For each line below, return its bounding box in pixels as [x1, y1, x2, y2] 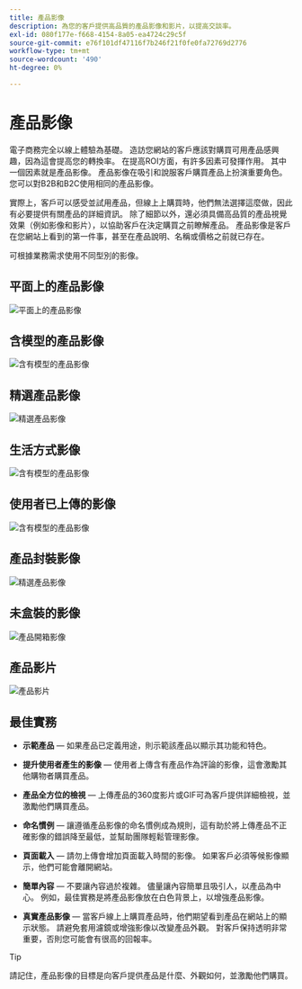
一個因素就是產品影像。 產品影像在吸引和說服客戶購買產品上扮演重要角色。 [9, 166, 288, 177]
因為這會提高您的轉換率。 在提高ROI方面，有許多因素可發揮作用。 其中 [24, 155, 288, 166]
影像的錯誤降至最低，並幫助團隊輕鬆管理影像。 [30, 832, 204, 842]
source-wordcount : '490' [9, 55, 102, 64]
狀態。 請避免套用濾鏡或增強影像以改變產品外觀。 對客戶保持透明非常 [30, 922, 288, 933]
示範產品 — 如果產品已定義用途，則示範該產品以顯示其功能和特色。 [22, 740, 271, 751]
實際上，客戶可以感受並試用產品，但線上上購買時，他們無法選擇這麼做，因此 [9, 197, 293, 208]
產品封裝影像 [9, 551, 81, 567]
